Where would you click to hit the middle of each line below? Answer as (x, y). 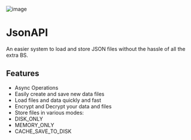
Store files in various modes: (49, 112)
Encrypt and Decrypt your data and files (63, 106)
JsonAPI (27, 33)
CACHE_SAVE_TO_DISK (43, 131)
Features (23, 74)
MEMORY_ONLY (34, 125)
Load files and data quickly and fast (58, 100)
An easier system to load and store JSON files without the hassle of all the (96, 49)
